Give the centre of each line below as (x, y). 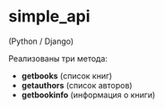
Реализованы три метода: (58, 58)
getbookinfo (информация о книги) (88, 95)
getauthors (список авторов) (77, 85)
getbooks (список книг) (67, 75)
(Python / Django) (41, 41)
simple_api (49, 17)
